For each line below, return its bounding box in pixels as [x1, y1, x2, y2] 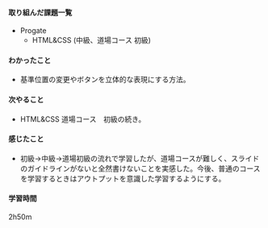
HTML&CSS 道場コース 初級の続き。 [19, 114, 146, 124]
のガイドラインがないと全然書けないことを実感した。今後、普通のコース [19, 164, 261, 173]
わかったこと [8, 55, 51, 64]
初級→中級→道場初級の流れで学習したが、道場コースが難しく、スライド [19, 153, 260, 163]
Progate [19, 26, 47, 35]
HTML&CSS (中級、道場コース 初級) [31, 35, 152, 45]
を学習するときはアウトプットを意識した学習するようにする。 [19, 173, 226, 183]
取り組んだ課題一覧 [8, 7, 73, 17]
